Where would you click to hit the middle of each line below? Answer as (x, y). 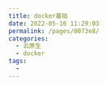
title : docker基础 (38, 16)
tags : (17, 62)
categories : (28, 38)
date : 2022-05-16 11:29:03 (54, 23)
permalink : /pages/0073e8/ (54, 31)
